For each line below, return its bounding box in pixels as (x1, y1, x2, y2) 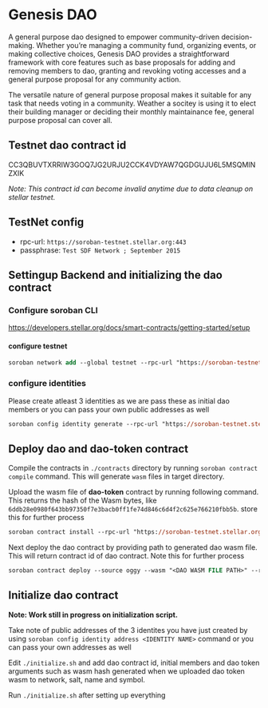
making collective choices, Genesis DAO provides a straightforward (8, 49, 230, 58)
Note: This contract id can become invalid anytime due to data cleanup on (8, 184, 254, 193)
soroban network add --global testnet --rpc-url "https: (8, 359, 202, 367)
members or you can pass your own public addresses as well (8, 404, 210, 414)
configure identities (8, 378, 86, 389)
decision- (221, 32, 253, 42)
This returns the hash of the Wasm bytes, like (8, 495, 157, 505)
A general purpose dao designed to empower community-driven (8, 32, 220, 42)
